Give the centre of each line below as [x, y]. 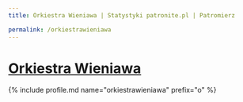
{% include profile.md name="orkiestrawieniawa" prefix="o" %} [112, 90]
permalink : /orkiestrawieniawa [60, 29]
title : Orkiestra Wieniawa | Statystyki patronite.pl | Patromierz [122, 15]
